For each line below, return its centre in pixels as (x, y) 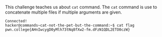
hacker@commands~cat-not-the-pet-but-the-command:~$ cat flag (70, 25)
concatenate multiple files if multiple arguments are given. (64, 12)
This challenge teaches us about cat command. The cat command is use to (81, 7)
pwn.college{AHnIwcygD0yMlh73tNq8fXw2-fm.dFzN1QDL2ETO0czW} (68, 30)
